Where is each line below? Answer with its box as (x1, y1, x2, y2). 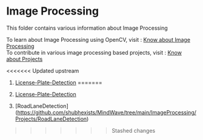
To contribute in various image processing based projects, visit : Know (6, 48, 182, 56)
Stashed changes (111, 127, 156, 134)
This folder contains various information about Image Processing (6, 24, 168, 32)
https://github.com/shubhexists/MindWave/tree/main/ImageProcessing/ (17, 108, 197, 116)
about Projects (6, 55, 43, 62)
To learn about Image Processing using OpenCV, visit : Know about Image (6, 36, 191, 43)
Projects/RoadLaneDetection (15, 115, 87, 122)
